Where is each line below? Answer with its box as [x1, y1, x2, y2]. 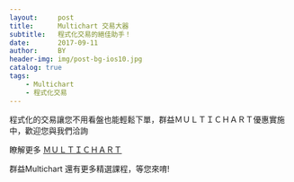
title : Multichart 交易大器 [9, 22, 129, 30]
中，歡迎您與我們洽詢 [9, 125, 88, 135]
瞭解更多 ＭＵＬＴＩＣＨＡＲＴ [9, 144, 122, 155]
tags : [9, 72, 30, 81]
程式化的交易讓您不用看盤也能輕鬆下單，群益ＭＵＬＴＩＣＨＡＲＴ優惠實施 [9, 114, 285, 125]
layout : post [9, 13, 75, 22]
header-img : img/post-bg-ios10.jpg [9, 55, 143, 64]
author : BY [9, 47, 67, 56]
